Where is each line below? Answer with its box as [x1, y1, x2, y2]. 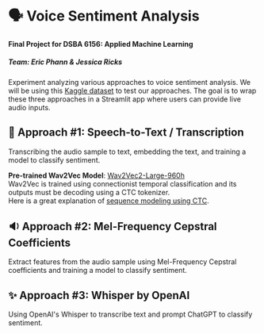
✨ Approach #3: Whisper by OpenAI [8, 288, 190, 302]
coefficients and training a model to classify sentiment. [8, 266, 188, 275]
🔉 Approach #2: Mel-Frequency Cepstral [8, 220, 217, 233]
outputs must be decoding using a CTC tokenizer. [8, 187, 170, 197]
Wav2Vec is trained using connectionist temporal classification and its [8, 179, 237, 188]
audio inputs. [8, 102, 51, 112]
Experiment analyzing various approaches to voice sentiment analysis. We [8, 77, 251, 86]
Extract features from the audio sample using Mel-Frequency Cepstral [8, 257, 237, 267]
